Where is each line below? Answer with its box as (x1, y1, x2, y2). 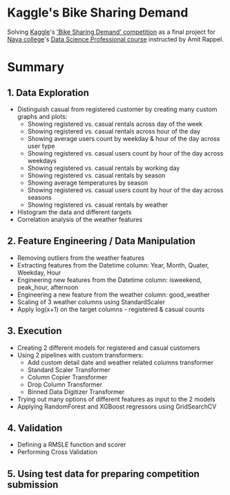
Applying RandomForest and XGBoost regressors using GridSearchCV (17, 402, 217, 411)
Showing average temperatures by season (27, 178, 148, 187)
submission (7, 478, 59, 490)
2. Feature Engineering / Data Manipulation (7, 235, 195, 247)
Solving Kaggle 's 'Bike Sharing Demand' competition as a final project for (7, 28, 215, 36)
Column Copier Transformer (27, 373, 108, 381)
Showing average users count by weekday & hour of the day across (27, 134, 220, 142)
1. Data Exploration (7, 86, 90, 98)
